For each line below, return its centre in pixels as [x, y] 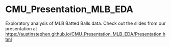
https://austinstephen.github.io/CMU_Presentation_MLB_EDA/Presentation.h [86, 34]
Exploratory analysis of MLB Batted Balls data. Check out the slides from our [86, 23]
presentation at [21, 28]
